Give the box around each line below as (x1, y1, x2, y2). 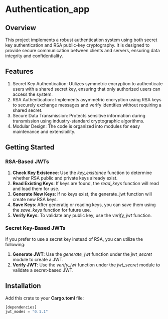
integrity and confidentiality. (5, 53, 63, 59)
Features (5, 67, 34, 76)
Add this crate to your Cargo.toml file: (5, 295, 84, 301)
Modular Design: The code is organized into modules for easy (12, 123, 140, 129)
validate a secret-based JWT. (12, 267, 74, 273)
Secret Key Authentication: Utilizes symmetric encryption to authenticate (12, 80, 163, 86)
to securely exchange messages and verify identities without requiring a (12, 102, 162, 108)
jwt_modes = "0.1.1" (5, 309, 49, 314)
